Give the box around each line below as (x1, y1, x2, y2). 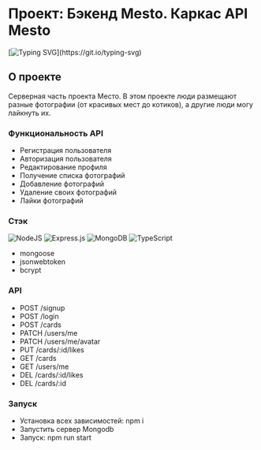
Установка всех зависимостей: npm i (19, 415, 144, 426)
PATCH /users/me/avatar (19, 337, 101, 346)
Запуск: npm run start (19, 433, 92, 442)
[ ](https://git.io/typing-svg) (8, 47, 142, 57)
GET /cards (19, 353, 57, 363)
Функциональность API (8, 128, 104, 139)
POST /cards (19, 320, 62, 329)
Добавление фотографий (19, 179, 105, 189)
